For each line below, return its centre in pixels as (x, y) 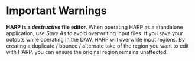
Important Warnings (57, 11)
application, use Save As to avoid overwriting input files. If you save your (95, 33)
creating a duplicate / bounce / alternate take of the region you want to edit (97, 46)
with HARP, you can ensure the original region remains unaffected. (87, 52)
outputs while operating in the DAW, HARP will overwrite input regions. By (95, 39)
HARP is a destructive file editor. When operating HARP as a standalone (95, 27)
